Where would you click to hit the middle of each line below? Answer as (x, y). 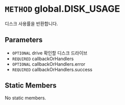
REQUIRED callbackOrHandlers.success (52, 69)
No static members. (26, 98)
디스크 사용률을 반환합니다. (31, 23)
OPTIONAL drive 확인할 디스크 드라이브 (50, 53)
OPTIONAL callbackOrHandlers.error (48, 64)
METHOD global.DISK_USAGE (62, 9)
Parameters (24, 40)
